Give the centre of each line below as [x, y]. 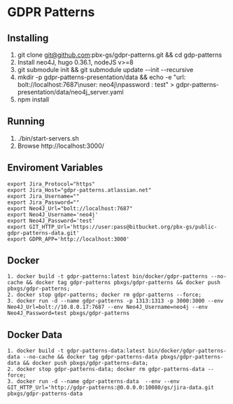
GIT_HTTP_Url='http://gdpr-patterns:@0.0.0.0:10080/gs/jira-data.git [111, 388]
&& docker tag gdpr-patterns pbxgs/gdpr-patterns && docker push [123, 283]
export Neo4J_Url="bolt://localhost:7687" [70, 208]
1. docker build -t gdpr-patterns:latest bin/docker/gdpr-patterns [108, 277]
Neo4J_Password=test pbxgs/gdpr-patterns [69, 313]
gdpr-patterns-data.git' [43, 233]
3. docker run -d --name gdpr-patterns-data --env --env [93, 382]
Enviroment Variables [55, 168]
